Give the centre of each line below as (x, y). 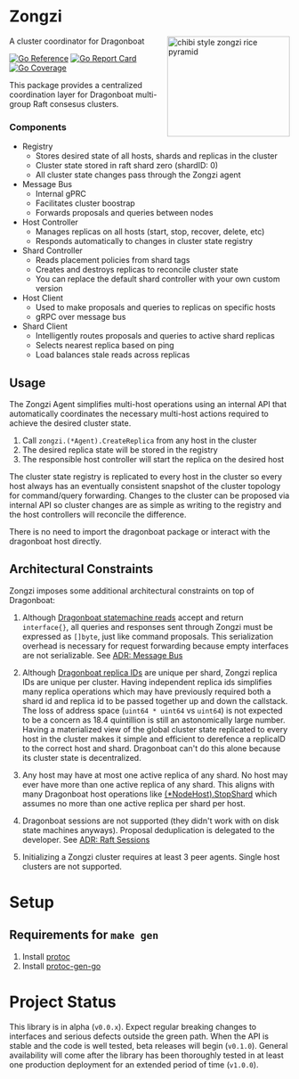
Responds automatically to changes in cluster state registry (144, 241)
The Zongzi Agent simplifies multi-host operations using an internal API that (148, 405)
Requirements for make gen (84, 935)
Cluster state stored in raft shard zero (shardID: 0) (127, 166)
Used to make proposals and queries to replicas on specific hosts (155, 307)
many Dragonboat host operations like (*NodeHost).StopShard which (149, 794)
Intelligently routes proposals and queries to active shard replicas (155, 336)
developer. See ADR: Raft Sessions (86, 839)
